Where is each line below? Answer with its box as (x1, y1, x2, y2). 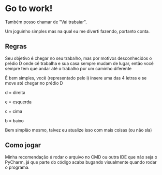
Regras (5, 42, 27, 51)
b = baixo (5, 117, 24, 124)
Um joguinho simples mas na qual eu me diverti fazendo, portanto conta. (5, 28, 150, 34)
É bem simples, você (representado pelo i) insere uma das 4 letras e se (5, 75, 147, 80)
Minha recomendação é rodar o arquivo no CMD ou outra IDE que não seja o (5, 154, 158, 160)
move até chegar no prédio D (5, 80, 63, 86)
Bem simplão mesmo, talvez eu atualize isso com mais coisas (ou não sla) (5, 127, 152, 133)
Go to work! (5, 3, 53, 14)
